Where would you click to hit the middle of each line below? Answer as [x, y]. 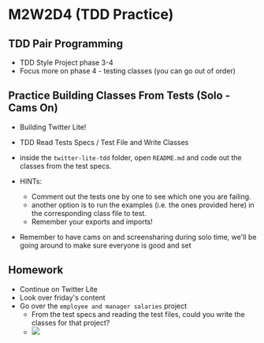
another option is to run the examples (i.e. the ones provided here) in [143, 205]
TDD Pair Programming [66, 44]
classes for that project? [71, 322]
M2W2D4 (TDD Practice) [91, 15]
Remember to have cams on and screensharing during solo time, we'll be [138, 237]
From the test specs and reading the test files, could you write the [138, 314]
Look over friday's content [62, 297]
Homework [36, 270]
